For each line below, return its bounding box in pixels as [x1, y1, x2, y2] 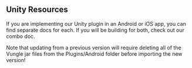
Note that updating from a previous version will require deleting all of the [6, 44, 181, 51]
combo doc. [6, 32, 35, 40]
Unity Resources [6, 5, 69, 15]
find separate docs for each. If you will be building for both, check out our [6, 26, 185, 33]
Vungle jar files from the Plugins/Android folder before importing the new [6, 50, 183, 57]
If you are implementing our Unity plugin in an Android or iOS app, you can [6, 20, 186, 27]
